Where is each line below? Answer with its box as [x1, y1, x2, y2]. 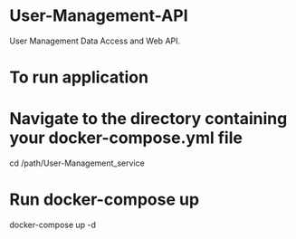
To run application [9, 67, 149, 88]
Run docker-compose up [9, 189, 200, 210]
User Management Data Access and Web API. [9, 35, 181, 46]
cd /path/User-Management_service [9, 158, 145, 168]
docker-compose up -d [9, 219, 97, 230]
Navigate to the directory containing [9, 109, 288, 129]
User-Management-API [9, 5, 188, 26]
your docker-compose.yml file [9, 128, 243, 148]
